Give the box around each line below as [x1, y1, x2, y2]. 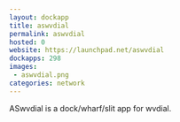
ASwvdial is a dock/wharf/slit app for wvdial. [9, 103, 172, 113]
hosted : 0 [9, 37, 46, 47]
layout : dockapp [9, 12, 69, 22]
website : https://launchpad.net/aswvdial [9, 46, 165, 55]
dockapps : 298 [9, 54, 62, 63]
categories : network [9, 79, 86, 88]
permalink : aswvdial [9, 29, 86, 38]
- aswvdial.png [12, 71, 69, 80]
